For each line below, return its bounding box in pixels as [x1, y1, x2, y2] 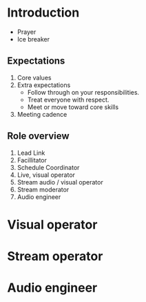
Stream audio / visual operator [17, 178, 103, 186]
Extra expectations [17, 81, 71, 89]
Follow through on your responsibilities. [27, 88, 140, 96]
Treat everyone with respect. [27, 95, 109, 104]
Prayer [17, 28, 36, 36]
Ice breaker [17, 35, 50, 43]
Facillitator [17, 155, 47, 164]
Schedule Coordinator [17, 163, 80, 171]
